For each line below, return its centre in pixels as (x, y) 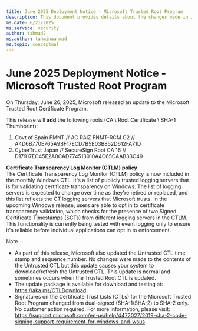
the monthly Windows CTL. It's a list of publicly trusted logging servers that (98, 180)
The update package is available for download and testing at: (89, 284)
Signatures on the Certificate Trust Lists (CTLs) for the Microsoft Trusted (103, 296)
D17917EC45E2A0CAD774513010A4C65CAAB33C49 (79, 156)
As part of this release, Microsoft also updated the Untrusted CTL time (100, 253)
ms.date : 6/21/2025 (30, 22)
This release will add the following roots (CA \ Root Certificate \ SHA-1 (91, 120)
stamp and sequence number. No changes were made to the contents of (103, 259)
